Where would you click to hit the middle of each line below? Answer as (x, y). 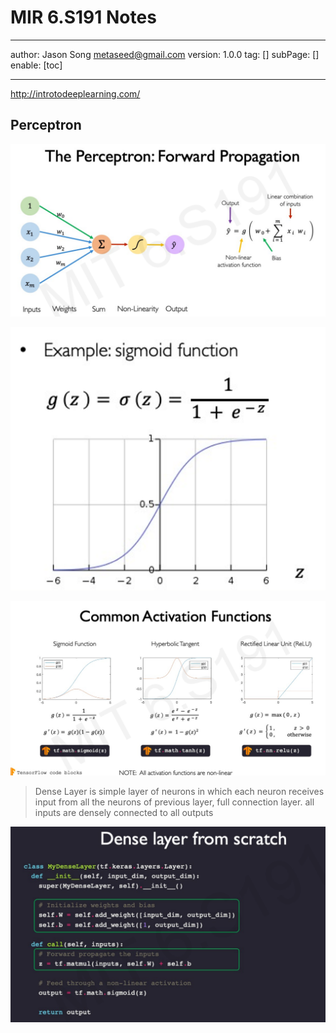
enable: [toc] (36, 65)
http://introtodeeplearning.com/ (75, 93)
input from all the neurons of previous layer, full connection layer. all (174, 802)
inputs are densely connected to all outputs (124, 813)
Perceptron (46, 125)
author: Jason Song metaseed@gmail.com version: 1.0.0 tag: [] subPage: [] (165, 54)
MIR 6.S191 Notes (83, 17)
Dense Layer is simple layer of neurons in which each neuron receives (179, 792)
